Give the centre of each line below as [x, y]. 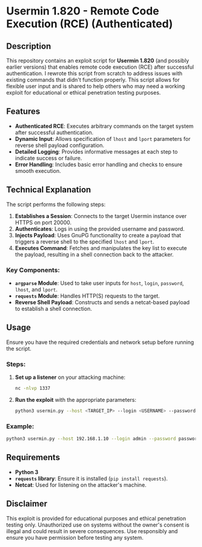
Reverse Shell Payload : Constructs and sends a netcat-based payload [102, 302]
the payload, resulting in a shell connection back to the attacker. [94, 254]
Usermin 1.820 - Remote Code [83, 11]
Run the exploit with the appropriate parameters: [75, 399]
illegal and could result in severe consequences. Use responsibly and [92, 531]
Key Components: [33, 270]
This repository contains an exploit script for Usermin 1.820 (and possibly [98, 61]
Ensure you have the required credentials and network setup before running [100, 342]
